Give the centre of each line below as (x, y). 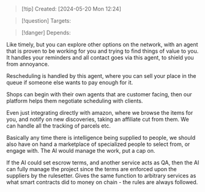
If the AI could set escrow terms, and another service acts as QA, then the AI (103, 163)
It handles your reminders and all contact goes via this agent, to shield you (100, 57)
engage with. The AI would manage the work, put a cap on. (81, 151)
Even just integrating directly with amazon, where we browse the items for (100, 113)
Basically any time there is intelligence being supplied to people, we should (101, 138)
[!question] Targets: (46, 21)
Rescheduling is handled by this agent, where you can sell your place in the (101, 76)
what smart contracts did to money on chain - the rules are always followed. (102, 182)
